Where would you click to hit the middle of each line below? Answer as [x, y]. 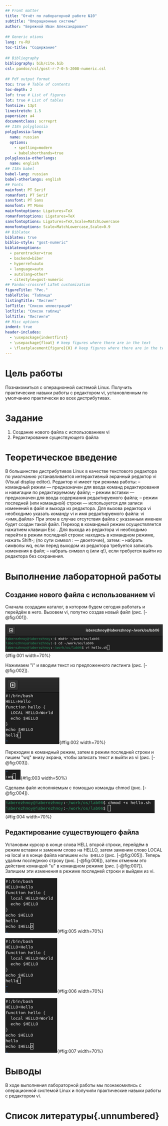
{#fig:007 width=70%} [80, 1051]
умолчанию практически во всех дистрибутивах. [58, 398]
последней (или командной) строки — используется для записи [74, 503]
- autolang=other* [29, 274]
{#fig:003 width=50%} [44, 778]
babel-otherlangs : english [33, 179]
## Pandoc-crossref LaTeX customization [48, 285]
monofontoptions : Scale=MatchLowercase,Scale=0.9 [58, 227]
